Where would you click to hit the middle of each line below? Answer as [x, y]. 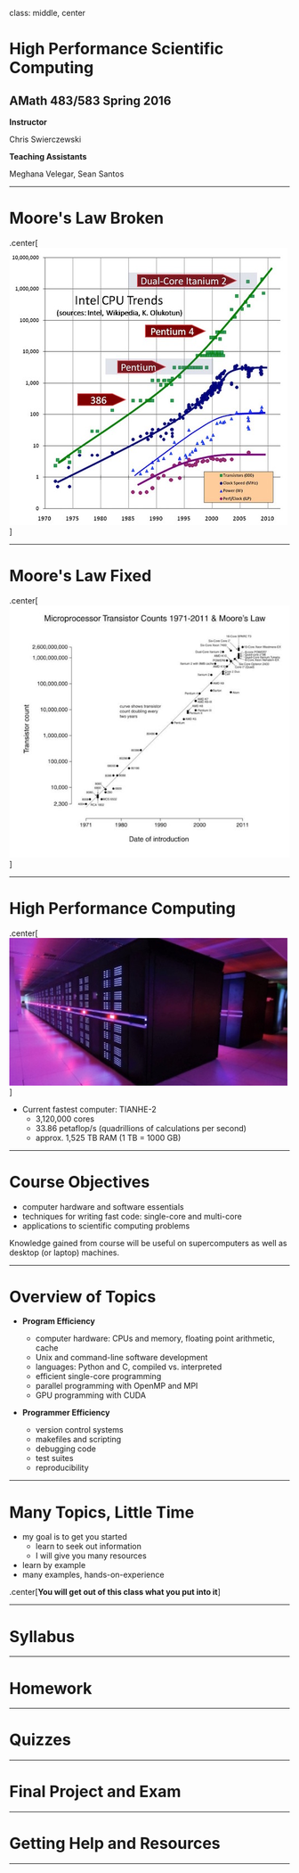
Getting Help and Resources [115, 1844]
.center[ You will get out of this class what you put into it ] [115, 1592]
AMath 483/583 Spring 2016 [90, 100]
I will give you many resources [91, 1556]
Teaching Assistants [48, 156]
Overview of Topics [83, 1297]
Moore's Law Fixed [81, 576]
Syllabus [42, 1636]
